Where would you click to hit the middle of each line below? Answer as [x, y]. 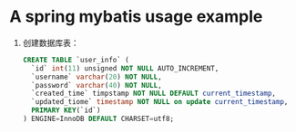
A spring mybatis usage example [136, 17]
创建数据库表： [51, 42]
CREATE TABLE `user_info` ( [76, 60]
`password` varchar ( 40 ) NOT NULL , [97, 85]
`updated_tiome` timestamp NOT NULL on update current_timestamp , [160, 102]
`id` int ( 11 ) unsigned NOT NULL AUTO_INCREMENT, [125, 68]
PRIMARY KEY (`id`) [66, 110]
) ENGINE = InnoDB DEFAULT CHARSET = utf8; [98, 119]
